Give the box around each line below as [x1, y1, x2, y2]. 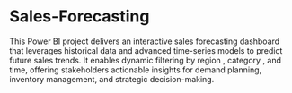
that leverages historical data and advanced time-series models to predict [9, 45, 283, 55]
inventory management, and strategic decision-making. [9, 73, 215, 84]
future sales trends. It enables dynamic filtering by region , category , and [9, 55, 281, 65]
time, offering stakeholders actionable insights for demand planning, [9, 64, 262, 75]
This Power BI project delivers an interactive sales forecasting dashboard [9, 36, 280, 46]
